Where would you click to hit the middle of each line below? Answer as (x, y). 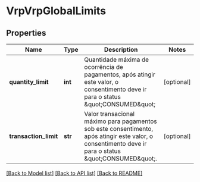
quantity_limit (29, 82)
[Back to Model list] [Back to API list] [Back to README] (74, 173)
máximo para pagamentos (121, 121)
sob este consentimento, (119, 129)
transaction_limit (34, 136)
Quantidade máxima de (117, 59)
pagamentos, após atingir (120, 74)
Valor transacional (110, 114)
